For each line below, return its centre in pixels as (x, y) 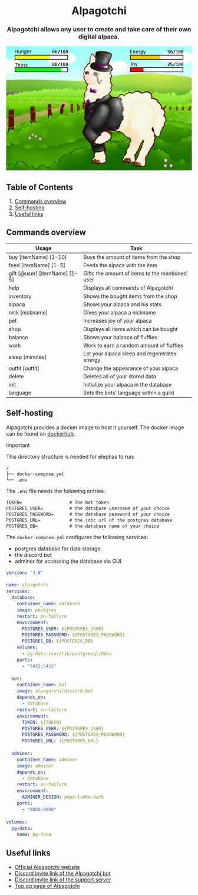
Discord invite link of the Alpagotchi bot (62, 874)
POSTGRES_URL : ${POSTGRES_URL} (60, 741)
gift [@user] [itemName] (38, 274)
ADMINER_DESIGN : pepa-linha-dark (63, 797)
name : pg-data (34, 835)
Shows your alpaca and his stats (123, 304)
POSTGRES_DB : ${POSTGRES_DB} (57, 641)
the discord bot (33, 554)
